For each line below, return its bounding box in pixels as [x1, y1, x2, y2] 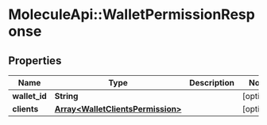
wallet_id [12, 91, 48, 101]
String [54, 91, 79, 101]
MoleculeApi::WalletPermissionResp [8, 6, 256, 24]
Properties [8, 54, 62, 67]
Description [189, 78, 234, 88]
